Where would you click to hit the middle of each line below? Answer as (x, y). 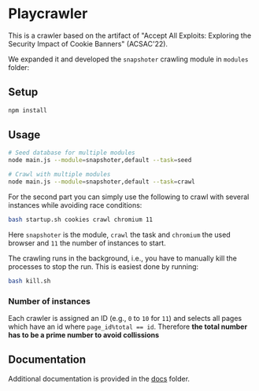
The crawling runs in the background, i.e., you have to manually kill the (123, 258)
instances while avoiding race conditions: (75, 205)
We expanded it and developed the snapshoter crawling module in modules (128, 59)
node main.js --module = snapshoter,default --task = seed (100, 160)
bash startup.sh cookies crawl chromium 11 (81, 219)
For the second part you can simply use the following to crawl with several (129, 197)
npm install (28, 110)
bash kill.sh (30, 281)
